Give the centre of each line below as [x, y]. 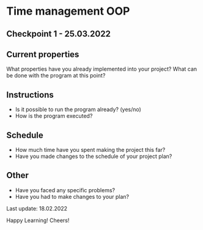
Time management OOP [68, 11]
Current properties [43, 54]
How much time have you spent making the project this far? [90, 150]
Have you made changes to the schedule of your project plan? [94, 156]
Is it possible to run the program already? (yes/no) [78, 110]
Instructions [30, 95]
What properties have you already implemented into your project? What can [102, 69]
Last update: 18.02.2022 [37, 208]
